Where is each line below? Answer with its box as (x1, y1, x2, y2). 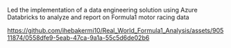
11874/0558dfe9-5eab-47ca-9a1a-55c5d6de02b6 (7, 34, 150, 42)
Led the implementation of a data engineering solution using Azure (7, 6, 198, 14)
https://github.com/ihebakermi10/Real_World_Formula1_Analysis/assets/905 (7, 27, 224, 34)
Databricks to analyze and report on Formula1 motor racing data (7, 13, 189, 21)
